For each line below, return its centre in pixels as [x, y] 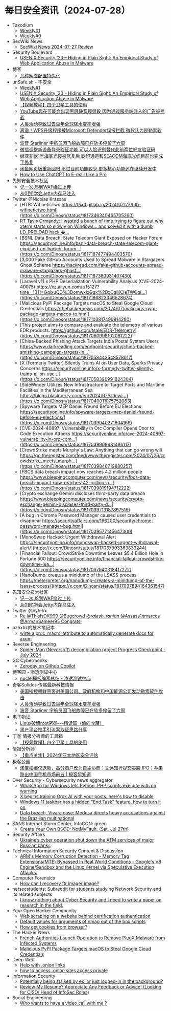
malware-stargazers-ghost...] [51, 270]
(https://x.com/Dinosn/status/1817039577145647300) [76, 531]
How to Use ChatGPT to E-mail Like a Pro [63, 174]
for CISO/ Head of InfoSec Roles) [55, 992]
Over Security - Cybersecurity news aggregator [62, 780]
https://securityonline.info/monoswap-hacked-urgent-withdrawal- [89, 542]
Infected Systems [38, 943]
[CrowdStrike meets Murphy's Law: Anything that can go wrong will [91, 450]
